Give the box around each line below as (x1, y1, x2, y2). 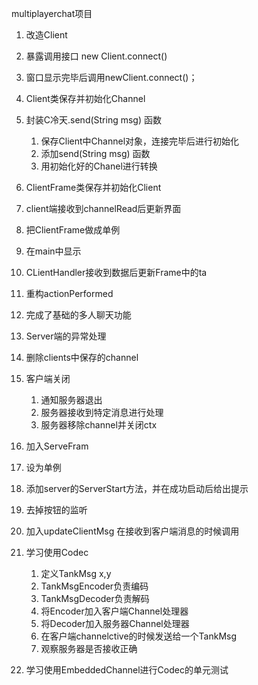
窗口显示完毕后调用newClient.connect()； (25, 72, 198, 83)
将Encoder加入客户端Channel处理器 (40, 605, 189, 617)
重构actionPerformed (25, 288, 114, 299)
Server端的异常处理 (25, 330, 107, 342)
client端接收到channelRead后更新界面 (25, 203, 182, 214)
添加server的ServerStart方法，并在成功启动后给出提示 (25, 483, 249, 494)
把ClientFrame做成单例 (25, 224, 121, 236)
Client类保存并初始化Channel (25, 93, 146, 104)
